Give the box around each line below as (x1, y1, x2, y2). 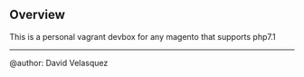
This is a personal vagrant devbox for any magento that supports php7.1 (9, 31, 276, 42)
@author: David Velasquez (9, 57, 109, 68)
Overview (9, 7, 66, 23)
